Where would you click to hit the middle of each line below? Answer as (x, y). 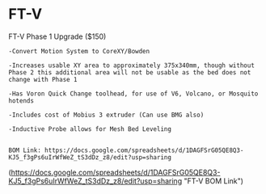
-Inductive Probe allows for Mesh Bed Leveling (90, 129)
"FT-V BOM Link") (214, 181)
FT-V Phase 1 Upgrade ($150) (57, 36)
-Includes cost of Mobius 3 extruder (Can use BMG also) (106, 115)
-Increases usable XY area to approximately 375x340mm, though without (131, 65)
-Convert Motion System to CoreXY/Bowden (79, 51)
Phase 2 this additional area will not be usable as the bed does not (130, 72)
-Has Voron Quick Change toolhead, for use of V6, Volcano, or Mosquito (133, 94)
